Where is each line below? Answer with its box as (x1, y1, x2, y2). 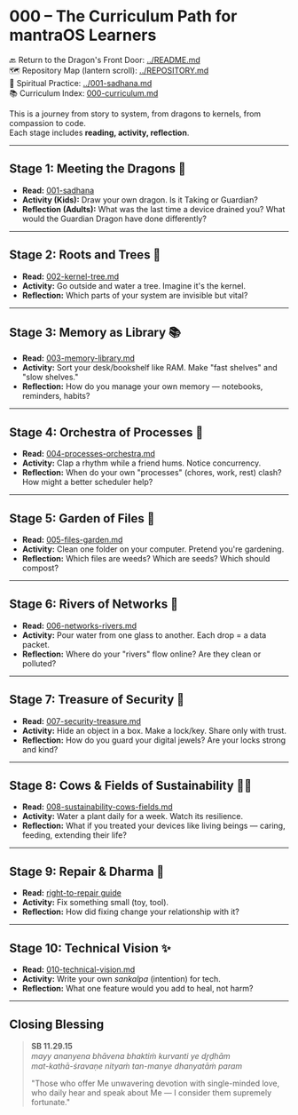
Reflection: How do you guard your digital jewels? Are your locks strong (21, 735, 286, 745)
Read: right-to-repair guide (21, 888, 122, 898)
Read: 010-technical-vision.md (21, 964, 136, 975)
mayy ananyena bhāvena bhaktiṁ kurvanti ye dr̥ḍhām (30, 1050, 231, 1061)
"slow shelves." (21, 371, 79, 383)
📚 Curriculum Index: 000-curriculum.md (9, 87, 159, 99)
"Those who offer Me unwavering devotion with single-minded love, (30, 1078, 280, 1088)
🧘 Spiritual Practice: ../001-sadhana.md (9, 77, 153, 88)
